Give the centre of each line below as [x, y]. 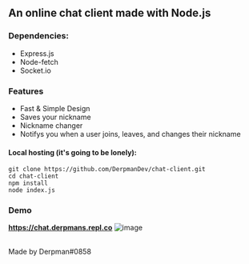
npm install [28, 183]
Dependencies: [39, 36]
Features [26, 91]
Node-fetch [39, 62]
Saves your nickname [55, 117]
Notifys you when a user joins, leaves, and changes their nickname [131, 134]
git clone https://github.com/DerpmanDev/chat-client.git [107, 170]
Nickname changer [51, 125]
